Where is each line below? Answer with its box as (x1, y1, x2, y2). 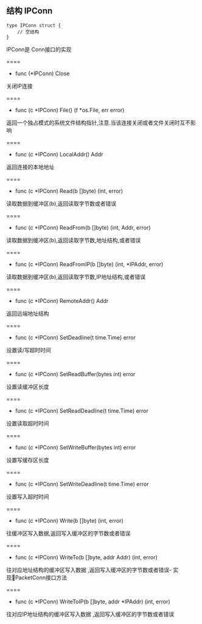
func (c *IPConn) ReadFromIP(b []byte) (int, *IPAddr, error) (15, 260, 164, 267)
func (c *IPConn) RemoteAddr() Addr (15, 297, 109, 304)
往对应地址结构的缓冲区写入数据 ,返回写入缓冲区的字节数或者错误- (6, 566, 172, 573)
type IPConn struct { (6, 22, 61, 29)
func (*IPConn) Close (15, 70, 70, 77)
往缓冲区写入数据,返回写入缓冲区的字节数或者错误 (6, 529, 131, 537)
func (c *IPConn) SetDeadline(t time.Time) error (15, 333, 136, 341)
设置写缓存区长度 (6, 456, 49, 463)
